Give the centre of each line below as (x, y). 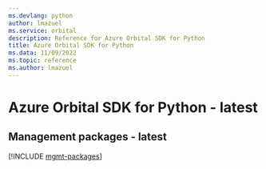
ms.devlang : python (41, 16)
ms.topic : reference (43, 61)
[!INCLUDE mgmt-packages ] (55, 156)
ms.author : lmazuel (41, 68)
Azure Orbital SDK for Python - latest (133, 107)
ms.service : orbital (43, 30)
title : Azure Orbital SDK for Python (71, 46)
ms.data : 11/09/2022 (43, 53)
